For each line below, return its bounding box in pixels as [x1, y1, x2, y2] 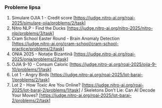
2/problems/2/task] [11, 98, 51, 104]
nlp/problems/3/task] [11, 31, 54, 36]
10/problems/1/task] [11, 67, 52, 72]
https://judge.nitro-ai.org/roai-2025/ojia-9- [71, 61, 157, 67]
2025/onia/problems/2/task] [11, 56, 69, 62]
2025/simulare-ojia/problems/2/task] [11, 20, 86, 26]
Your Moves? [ [11, 92, 41, 98]
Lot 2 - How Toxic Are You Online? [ [11, 82, 84, 88]
